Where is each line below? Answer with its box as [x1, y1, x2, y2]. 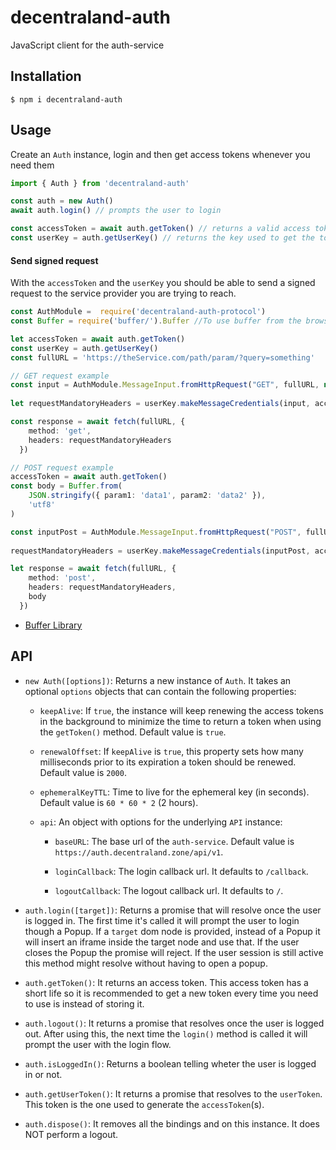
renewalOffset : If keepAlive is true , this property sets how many [39, 745, 304, 757]
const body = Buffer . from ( [10, 481, 123, 491]
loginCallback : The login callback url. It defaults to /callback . [54, 865, 309, 877]
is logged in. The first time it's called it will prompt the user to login [24, 914, 300, 926]
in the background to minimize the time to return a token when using [39, 715, 322, 727]
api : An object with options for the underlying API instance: [39, 816, 283, 828]
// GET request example [10, 371, 110, 381]
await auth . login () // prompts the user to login [10, 206, 222, 216]
